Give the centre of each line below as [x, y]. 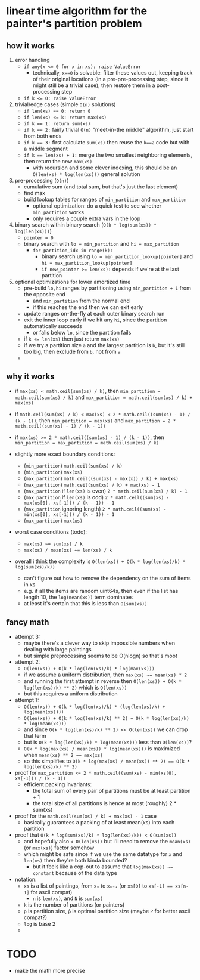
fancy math [28, 622]
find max [35, 193]
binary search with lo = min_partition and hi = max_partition [101, 244]
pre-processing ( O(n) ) [42, 180]
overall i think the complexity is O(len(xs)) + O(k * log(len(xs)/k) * [100, 561]
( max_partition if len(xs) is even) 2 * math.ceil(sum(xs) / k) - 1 [105, 491]
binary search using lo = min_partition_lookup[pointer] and [117, 256]
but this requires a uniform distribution [71, 694]
